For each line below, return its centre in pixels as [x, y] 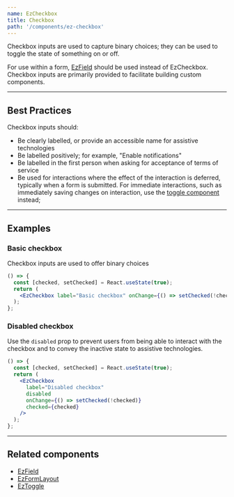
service [28, 171]
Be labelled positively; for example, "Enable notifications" [100, 156]
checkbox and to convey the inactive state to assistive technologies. [105, 349]
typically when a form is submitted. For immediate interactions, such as [119, 185]
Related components [53, 454]
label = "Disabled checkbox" [65, 387]
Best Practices [39, 110]
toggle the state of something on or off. [63, 54]
